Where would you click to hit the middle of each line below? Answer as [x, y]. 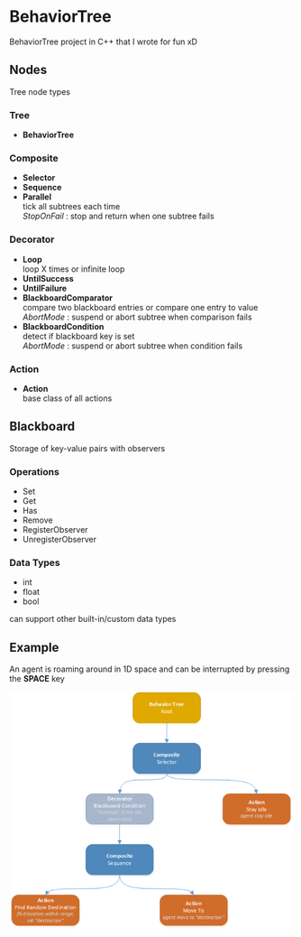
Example [34, 647]
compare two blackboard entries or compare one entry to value [140, 307]
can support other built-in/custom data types [93, 619]
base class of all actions [67, 398]
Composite [34, 158]
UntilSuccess [48, 278]
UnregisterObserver [59, 540]
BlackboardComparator [67, 297]
